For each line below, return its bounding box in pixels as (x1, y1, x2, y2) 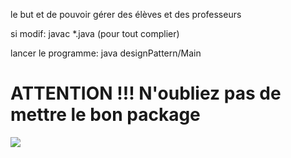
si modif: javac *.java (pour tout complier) (10, 28, 180, 39)
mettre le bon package (10, 104, 201, 126)
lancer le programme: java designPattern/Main (10, 47, 202, 59)
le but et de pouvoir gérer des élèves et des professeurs (10, 9, 242, 20)
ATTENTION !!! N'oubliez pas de (10, 82, 282, 105)
